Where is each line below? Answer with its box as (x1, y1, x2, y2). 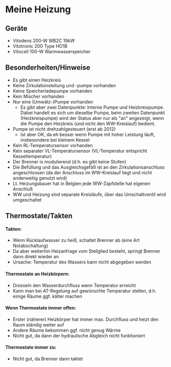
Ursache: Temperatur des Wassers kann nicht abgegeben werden (12, 259, 152, 265)
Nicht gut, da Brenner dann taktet (12, 356, 83, 362)
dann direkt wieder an (12, 254, 59, 260)
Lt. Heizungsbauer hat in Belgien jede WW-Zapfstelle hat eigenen (12, 180, 151, 187)
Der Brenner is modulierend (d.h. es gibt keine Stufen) (12, 158, 127, 165)
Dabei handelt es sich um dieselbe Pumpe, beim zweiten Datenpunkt (20, 109, 165, 116)
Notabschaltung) (12, 242, 48, 249)
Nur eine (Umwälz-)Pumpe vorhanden (12, 98, 93, 105)
